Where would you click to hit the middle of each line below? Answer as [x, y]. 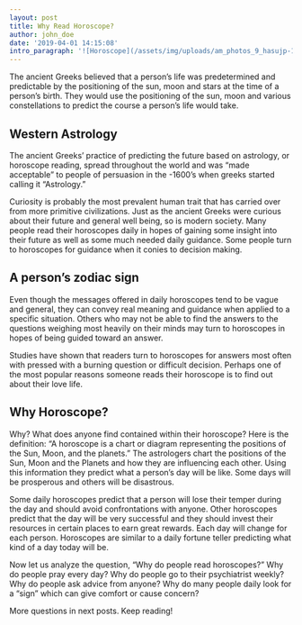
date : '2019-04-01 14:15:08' [64, 43]
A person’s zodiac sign [74, 278]
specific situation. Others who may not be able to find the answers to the [144, 318]
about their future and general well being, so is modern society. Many [138, 221]
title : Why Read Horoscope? [62, 26]
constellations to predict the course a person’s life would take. [124, 105]
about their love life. [46, 384]
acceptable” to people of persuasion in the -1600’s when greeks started [142, 174]
